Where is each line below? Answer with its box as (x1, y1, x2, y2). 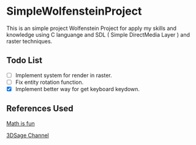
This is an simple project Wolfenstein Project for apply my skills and (6, 24, 176, 32)
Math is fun (6, 119, 35, 127)
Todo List (6, 55, 43, 65)
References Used (6, 103, 73, 114)
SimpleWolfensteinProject (6, 4, 142, 18)
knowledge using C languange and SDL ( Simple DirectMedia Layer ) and (6, 31, 190, 38)
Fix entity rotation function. (15, 78, 84, 86)
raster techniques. (6, 37, 53, 45)
